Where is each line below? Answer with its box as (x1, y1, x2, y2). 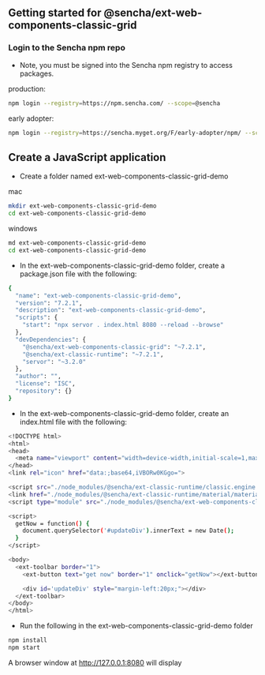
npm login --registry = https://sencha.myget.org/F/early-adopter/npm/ (8, 129, 242, 137)
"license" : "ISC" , (15, 380, 77, 388)
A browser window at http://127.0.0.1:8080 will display (8, 658, 182, 667)
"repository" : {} (15, 387, 73, 395)
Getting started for (8, 6, 102, 20)
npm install (8, 636, 47, 644)
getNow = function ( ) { (15, 519, 90, 527)
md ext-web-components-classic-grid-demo (8, 239, 147, 247)
